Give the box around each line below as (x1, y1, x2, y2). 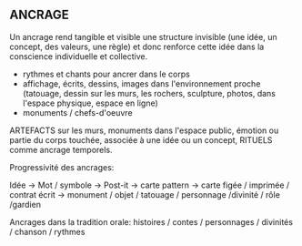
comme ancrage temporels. (9, 144, 113, 155)
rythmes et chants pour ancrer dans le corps (22, 68, 191, 79)
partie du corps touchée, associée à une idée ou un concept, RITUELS (9, 134, 273, 145)
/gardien (9, 199, 41, 210)
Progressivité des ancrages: (9, 161, 115, 172)
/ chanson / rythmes (9, 226, 86, 237)
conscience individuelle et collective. (9, 50, 148, 62)
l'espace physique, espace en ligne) (22, 97, 159, 108)
